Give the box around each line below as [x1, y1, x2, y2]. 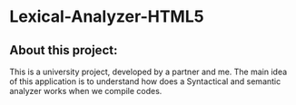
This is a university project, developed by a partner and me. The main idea [9, 66, 288, 77]
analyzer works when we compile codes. [9, 86, 163, 96]
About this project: [9, 43, 118, 58]
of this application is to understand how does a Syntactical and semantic [9, 76, 281, 87]
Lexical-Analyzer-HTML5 [9, 6, 204, 27]
